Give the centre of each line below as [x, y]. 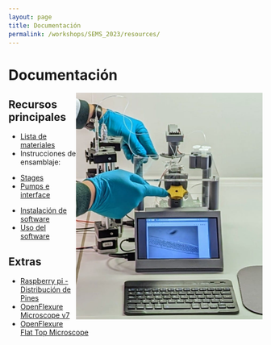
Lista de [33, 136]
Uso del [33, 228]
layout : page [30, 17]
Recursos [33, 104]
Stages [32, 178]
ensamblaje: [40, 162]
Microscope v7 [45, 315]
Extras [25, 262]
